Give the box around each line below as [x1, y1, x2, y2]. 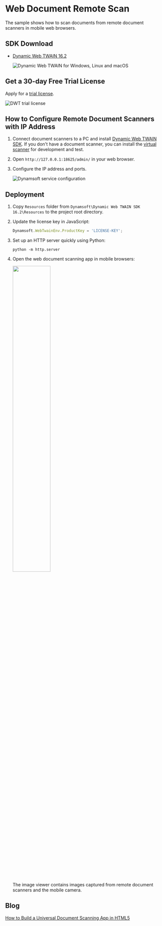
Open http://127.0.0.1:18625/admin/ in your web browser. [12, 156, 135, 162]
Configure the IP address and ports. [12, 166, 87, 172]
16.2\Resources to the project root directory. [12, 209, 104, 215]
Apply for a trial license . [5, 90, 54, 96]
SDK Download [5, 40, 53, 48]
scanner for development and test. [12, 147, 84, 153]
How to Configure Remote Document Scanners [5, 114, 154, 123]
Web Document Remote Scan [5, 3, 129, 15]
